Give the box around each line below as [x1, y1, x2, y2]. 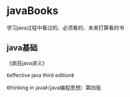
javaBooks [6, 4, 59, 18]
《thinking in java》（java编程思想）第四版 [6, 84, 101, 91]
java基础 [6, 43, 38, 53]
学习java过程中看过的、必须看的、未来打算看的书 [6, 24, 125, 31]
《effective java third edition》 [6, 71, 74, 78]
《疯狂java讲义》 [6, 60, 47, 67]
